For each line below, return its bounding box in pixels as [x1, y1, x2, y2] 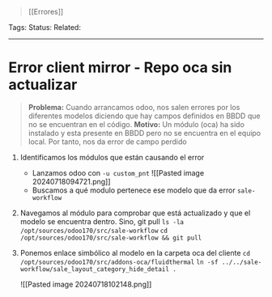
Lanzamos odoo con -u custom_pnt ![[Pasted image [32, 168, 205, 177]
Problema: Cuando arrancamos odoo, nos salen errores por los [28, 102, 240, 112]
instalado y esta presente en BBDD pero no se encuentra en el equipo [28, 128, 261, 138]
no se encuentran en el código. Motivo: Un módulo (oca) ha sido [28, 119, 245, 129]
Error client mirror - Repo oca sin [8, 58, 232, 77]
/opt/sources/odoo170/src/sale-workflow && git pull [19, 234, 202, 242]
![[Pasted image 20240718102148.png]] [19, 279, 152, 289]
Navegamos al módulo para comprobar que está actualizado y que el [19, 208, 251, 218]
